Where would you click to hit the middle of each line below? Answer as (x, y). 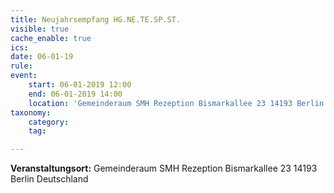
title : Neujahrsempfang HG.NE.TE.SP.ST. (96, 19)
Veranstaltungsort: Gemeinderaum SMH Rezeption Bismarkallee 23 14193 (164, 168)
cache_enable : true (51, 38)
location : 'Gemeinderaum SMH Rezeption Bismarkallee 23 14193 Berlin (176, 103)
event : (24, 76)
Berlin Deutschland (49, 179)
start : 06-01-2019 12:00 (80, 85)
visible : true (40, 29)
